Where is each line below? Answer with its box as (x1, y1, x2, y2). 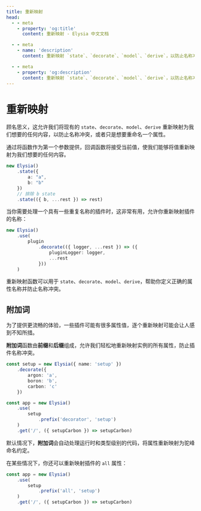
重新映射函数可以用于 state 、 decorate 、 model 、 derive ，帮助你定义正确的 (6, 278, 187, 285)
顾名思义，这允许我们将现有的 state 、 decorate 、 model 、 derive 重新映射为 (6, 123, 189, 130)
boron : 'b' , (28, 378, 58, 384)
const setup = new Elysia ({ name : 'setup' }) (6, 361, 121, 367)
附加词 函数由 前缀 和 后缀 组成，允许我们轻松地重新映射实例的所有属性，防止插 (6, 342, 195, 349)
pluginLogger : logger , (48, 250, 106, 255)
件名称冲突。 (6, 349, 38, 357)
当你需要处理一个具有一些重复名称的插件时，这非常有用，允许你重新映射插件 (6, 208, 195, 215)
